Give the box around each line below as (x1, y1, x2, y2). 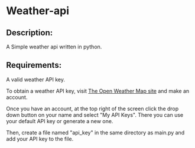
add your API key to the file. (6, 135, 74, 142)
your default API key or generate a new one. (6, 117, 113, 124)
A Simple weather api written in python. (6, 43, 102, 50)
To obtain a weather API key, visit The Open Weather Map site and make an (6, 87, 190, 94)
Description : (6, 28, 53, 38)
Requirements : (6, 60, 62, 70)
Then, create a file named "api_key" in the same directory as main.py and (6, 129, 185, 136)
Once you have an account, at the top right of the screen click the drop (6, 105, 179, 112)
